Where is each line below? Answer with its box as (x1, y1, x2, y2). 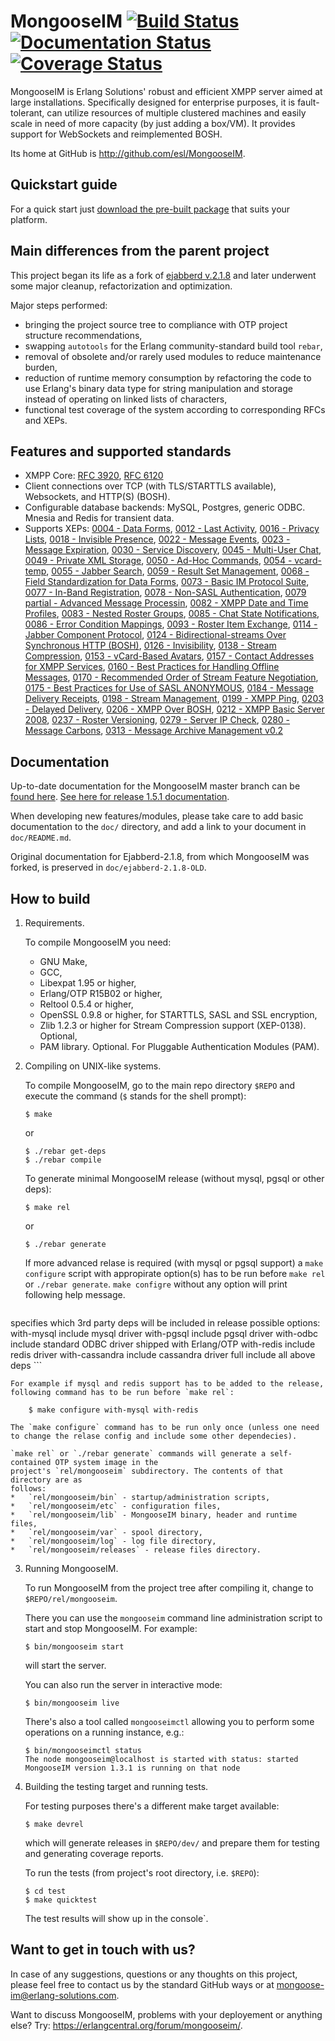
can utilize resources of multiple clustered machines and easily (46, 106, 307, 119)
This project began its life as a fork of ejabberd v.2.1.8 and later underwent (10, 269, 317, 281)
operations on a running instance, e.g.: (24, 1726, 185, 1738)
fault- (297, 96, 320, 108)
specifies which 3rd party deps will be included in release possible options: (10, 1317, 321, 1329)
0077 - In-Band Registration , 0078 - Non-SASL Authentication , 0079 (24, 586, 307, 599)
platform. (10, 213, 48, 225)
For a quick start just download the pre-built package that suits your (10, 203, 291, 215)
